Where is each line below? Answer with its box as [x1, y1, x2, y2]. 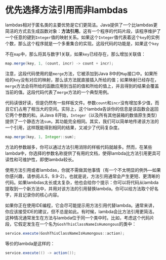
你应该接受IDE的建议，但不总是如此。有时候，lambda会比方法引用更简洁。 [5, 208, 157, 214]
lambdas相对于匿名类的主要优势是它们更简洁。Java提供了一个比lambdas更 [5, 22, 158, 28]
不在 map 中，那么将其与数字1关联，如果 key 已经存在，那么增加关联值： [5, 51, 146, 57]
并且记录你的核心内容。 [13, 192, 62, 197]
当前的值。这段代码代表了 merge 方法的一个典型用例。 [5, 89, 112, 95]
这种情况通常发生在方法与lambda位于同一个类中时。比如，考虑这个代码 [5, 214, 150, 221]
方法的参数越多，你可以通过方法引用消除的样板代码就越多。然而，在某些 [5, 144, 152, 150]
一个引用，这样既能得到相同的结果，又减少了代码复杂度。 [5, 125, 122, 130]
